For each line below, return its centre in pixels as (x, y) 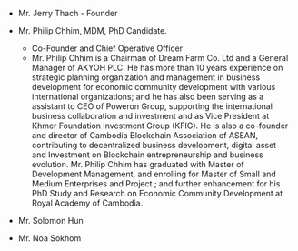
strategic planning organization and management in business (146, 77)
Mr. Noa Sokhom (50, 238)
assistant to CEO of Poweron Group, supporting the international (152, 106)
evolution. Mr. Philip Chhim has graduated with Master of (138, 164)
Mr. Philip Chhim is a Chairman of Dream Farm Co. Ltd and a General (160, 58)
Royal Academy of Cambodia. (87, 203)
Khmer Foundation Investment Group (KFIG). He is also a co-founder (160, 125)
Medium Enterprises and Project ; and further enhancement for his (156, 184)
